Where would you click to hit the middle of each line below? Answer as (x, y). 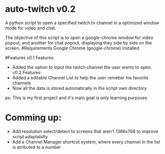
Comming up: (33, 118)
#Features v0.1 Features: (30, 57)
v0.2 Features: (27, 72)
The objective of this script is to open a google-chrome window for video (79, 38)
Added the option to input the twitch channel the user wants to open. (82, 67)
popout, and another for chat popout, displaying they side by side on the (79, 42)
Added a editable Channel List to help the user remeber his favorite (80, 77)
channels (21, 83)
